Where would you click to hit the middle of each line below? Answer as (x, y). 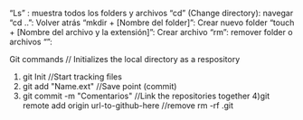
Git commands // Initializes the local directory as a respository (125, 59)
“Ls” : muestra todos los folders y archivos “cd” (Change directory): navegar (151, 13)
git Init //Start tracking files (72, 77)
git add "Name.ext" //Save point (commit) (99, 86)
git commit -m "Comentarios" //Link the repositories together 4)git (146, 96)
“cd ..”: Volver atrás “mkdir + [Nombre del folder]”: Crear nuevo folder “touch (152, 23)
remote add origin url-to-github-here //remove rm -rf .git (128, 106)
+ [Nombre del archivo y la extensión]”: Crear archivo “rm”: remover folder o (151, 32)
